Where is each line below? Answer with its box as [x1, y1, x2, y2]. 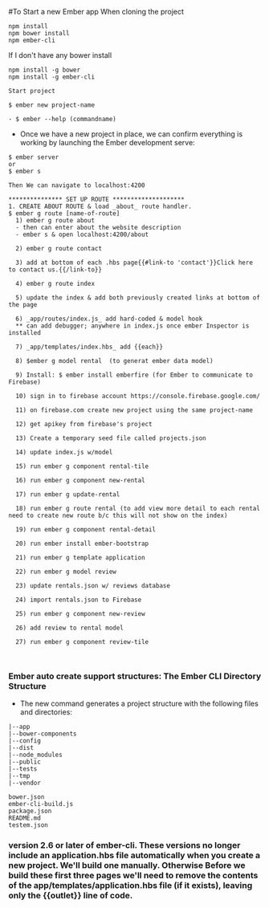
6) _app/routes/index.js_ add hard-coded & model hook [15, 315, 203, 323]
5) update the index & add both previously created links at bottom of [15, 294, 261, 302]
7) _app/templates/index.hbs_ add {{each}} [15, 343, 163, 351]
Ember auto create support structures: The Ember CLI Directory [8, 670, 262, 682]
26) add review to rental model [15, 624, 124, 632]
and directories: [19, 707, 72, 717]
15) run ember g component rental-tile [15, 462, 149, 470]
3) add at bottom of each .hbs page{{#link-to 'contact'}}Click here [15, 259, 253, 267]
